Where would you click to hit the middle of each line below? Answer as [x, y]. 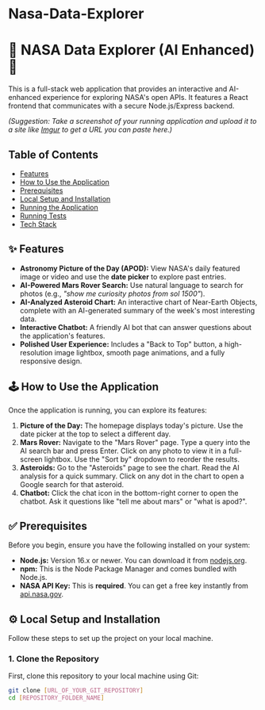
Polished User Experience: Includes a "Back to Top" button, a [121, 344]
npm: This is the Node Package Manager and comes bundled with [128, 569]
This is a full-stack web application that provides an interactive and [118, 89]
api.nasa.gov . [42, 594]
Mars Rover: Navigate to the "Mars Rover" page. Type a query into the [135, 442]
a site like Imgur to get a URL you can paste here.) [90, 130]
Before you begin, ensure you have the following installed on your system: [129, 545]
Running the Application [59, 207]
